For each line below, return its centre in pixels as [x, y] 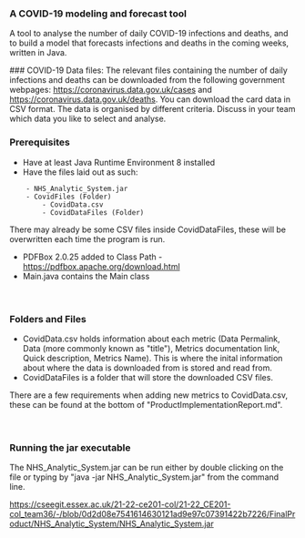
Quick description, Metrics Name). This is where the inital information [152, 358]
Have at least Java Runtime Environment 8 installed [119, 162]
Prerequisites [40, 142]
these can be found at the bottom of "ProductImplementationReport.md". [146, 404]
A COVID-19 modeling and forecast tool [98, 14]
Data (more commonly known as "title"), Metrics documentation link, [151, 348]
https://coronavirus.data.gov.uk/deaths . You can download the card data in [150, 99]
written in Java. [38, 53]
